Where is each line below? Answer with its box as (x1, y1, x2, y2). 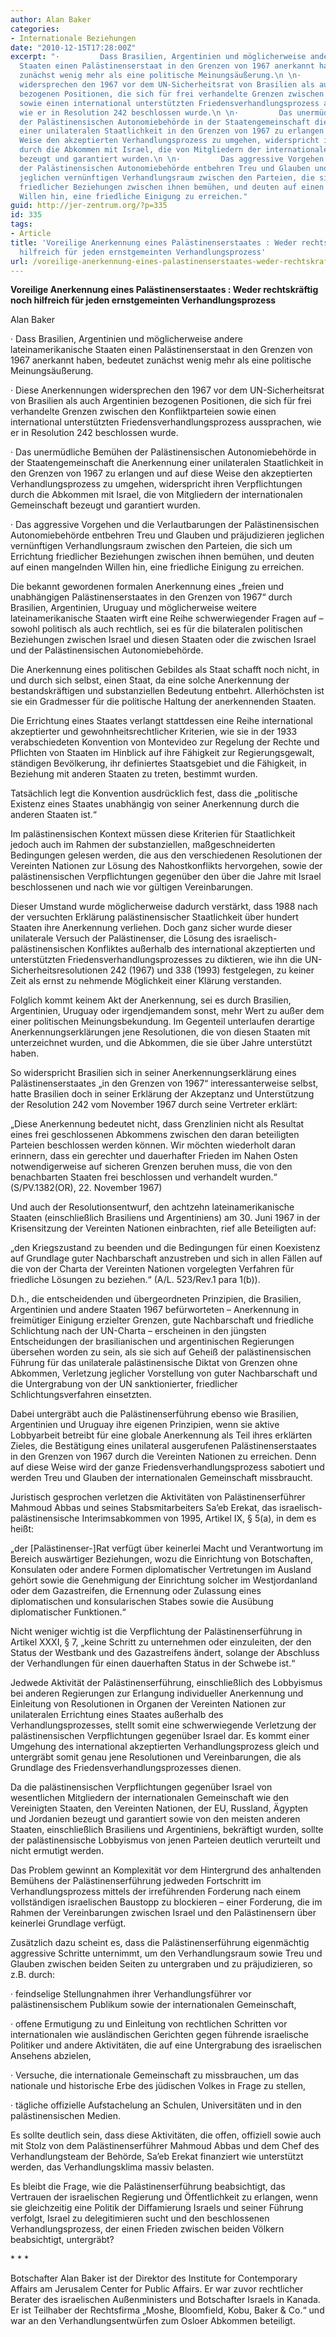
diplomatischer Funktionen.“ (10, 1606, 127, 1618)
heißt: (10, 1523, 35, 1535)
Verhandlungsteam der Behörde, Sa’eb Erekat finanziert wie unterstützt (10, 2151, 304, 2163)
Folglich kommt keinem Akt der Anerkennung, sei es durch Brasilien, (10, 994, 292, 1006)
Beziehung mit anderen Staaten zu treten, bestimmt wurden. (10, 768, 258, 780)
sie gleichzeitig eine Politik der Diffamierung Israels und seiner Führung (10, 2202, 304, 2214)
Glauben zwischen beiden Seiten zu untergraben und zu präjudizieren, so (10, 1958, 313, 1970)
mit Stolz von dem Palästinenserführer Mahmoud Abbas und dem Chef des (10, 2140, 320, 2152)
